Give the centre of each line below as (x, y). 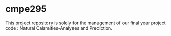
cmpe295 (26, 9)
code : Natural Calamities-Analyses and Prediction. (59, 28)
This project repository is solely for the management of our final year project (86, 23)
